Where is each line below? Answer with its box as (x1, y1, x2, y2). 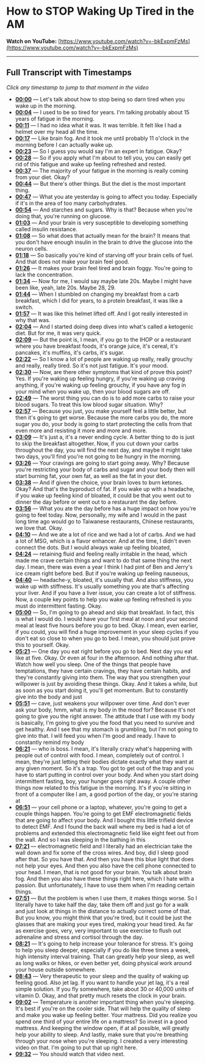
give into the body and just (15, 693, 82, 701)
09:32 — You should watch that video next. (15, 1050, 125, 1057)
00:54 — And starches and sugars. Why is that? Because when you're (15, 206, 193, 213)
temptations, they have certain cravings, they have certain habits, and (15, 667, 191, 674)
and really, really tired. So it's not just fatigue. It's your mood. (15, 362, 168, 369)
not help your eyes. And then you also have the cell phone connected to (15, 862, 196, 869)
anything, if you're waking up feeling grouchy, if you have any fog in (15, 381, 186, 389)
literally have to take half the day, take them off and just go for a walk (15, 900, 189, 908)
